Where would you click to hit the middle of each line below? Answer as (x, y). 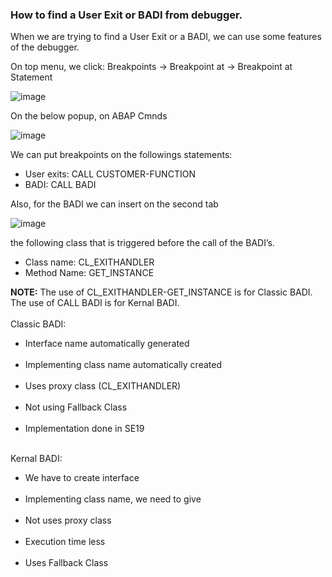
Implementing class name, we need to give (113, 499)
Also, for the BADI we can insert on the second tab (114, 204)
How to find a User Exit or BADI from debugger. (126, 15)
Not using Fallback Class (76, 407)
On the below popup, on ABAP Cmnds (89, 116)
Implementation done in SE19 (84, 429)
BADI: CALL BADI (60, 185)
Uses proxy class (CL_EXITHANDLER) (103, 386)
